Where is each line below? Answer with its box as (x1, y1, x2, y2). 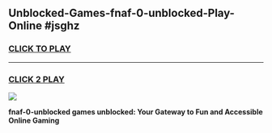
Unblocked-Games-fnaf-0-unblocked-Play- (8, 6, 235, 20)
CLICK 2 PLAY (8, 73, 65, 85)
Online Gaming (8, 115, 60, 125)
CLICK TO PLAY (8, 44, 71, 55)
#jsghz (44, 19, 80, 33)
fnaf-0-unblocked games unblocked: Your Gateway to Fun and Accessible (8, 106, 263, 116)
